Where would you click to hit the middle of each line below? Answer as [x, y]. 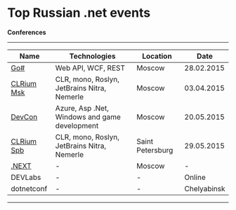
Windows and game [88, 117]
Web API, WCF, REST [90, 68]
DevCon [24, 117]
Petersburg [155, 150]
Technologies [92, 56]
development [77, 125]
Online [195, 177]
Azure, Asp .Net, [82, 108]
